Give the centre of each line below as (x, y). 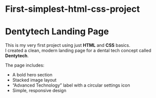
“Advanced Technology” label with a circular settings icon (71, 85)
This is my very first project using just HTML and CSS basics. (68, 45)
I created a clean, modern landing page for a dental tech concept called (78, 51)
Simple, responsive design (39, 91)
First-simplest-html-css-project (73, 9)
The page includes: (25, 65)
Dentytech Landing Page (57, 32)
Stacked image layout (34, 80)
